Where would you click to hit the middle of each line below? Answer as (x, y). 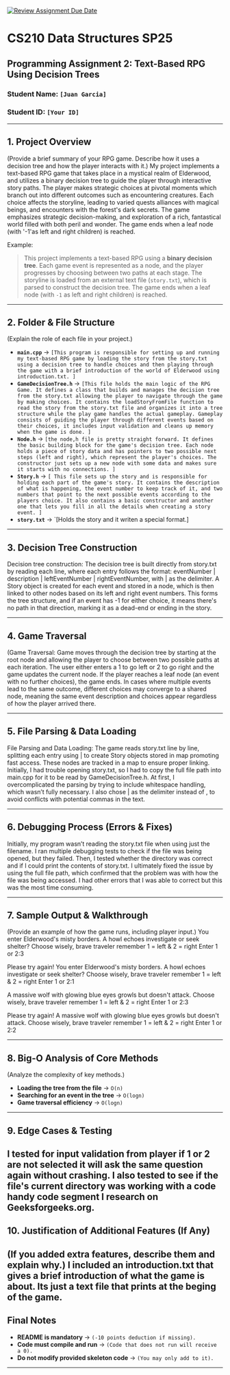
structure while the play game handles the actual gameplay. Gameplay (120, 414)
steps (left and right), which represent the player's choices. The (117, 458)
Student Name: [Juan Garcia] (57, 94)
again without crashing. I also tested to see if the (113, 1176)
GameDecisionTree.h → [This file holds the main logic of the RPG (114, 384)
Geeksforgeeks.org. (51, 1208)
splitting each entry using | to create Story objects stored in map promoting (113, 755)
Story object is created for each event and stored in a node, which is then (111, 586)
